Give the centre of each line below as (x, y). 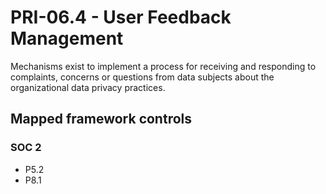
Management (67, 38)
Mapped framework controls (101, 119)
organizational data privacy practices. (88, 87)
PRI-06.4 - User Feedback (121, 17)
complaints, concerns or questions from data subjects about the (142, 77)
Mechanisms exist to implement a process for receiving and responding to (163, 66)
